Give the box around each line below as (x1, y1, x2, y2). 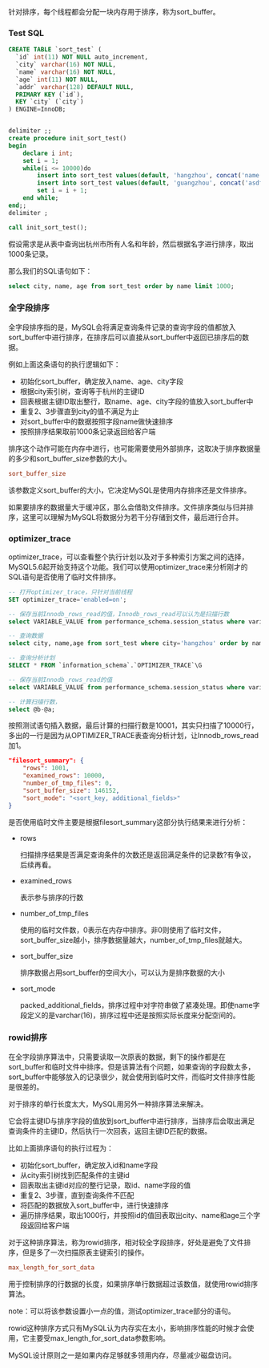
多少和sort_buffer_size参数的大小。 (14, 453, 132, 463)
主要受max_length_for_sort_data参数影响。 (29, 1333, 171, 1342)
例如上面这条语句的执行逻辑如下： (8, 359, 121, 369)
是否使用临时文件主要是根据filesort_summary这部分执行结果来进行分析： (8, 817, 248, 826)
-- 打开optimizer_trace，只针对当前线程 (8, 588, 133, 596)
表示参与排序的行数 (19, 892, 84, 902)
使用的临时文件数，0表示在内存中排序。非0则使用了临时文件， (19, 925, 226, 935)
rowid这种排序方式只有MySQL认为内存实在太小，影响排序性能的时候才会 (8, 1323, 247, 1333)
